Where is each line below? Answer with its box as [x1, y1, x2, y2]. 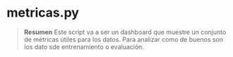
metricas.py [6, 5, 79, 21]
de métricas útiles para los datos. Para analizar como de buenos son [23, 35, 224, 43]
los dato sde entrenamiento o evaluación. [23, 42, 144, 51]
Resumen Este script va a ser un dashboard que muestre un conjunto [23, 28, 227, 36]
